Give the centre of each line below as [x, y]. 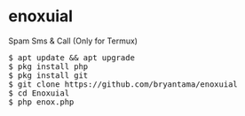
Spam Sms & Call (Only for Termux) [73, 41]
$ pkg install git [48, 75]
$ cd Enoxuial [39, 93]
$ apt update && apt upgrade [71, 58]
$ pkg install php [48, 66]
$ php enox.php [41, 102]
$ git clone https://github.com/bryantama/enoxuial [123, 84]
